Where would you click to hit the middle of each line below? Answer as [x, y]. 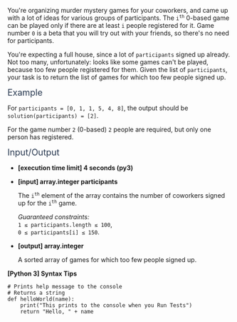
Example [25, 93]
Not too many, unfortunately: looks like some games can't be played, [108, 62]
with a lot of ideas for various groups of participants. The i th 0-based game [118, 18]
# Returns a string [36, 293]
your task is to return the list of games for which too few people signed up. [117, 77]
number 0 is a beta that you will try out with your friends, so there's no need [118, 33]
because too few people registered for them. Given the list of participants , [117, 70]
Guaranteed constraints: [53, 217]
